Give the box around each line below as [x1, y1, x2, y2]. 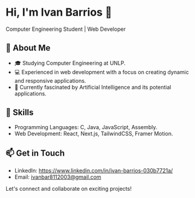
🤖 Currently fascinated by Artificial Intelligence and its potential [14, 83, 171, 91]
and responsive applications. [14, 77, 86, 84]
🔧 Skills [5, 107, 34, 118]
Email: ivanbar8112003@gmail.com [14, 173, 101, 180]
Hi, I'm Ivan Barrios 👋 [5, 5, 112, 19]
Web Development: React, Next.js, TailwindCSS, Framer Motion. [14, 130, 173, 137]
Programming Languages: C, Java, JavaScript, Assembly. [14, 123, 158, 130]
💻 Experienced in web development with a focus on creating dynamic [14, 68, 190, 75]
